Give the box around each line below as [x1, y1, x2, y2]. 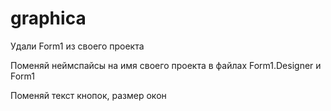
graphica [10, 7, 87, 30]
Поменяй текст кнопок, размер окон [10, 89, 167, 101]
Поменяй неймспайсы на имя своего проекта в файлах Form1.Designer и [10, 59, 322, 71]
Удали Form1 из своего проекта [10, 40, 145, 52]
